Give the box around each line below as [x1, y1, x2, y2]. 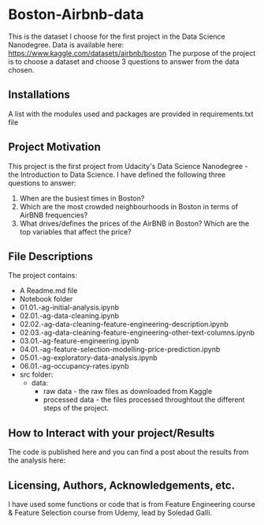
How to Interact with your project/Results [8, 426, 215, 440]
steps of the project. [43, 403, 109, 413]
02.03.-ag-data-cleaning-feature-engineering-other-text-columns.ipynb [19, 328, 255, 337]
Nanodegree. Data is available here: [8, 39, 125, 49]
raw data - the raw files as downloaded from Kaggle [43, 387, 213, 396]
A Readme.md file [19, 286, 78, 295]
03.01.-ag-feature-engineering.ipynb [19, 336, 139, 346]
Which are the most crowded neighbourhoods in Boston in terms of [19, 201, 239, 211]
